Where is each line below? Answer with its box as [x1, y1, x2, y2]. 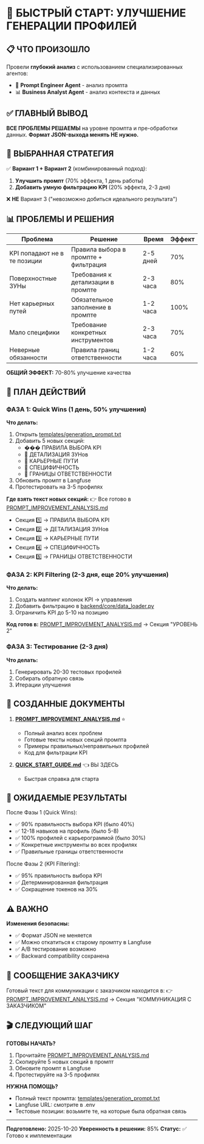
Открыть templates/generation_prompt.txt [15, 431, 121, 438]
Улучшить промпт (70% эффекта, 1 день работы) [15, 177, 144, 184]
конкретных [70, 328, 107, 337]
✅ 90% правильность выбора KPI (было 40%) [15, 821, 135, 828]
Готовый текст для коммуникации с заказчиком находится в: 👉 [6, 987, 173, 994]
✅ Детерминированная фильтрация [15, 879, 108, 886]
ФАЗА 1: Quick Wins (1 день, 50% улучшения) [6, 405, 147, 414]
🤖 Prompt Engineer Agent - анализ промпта [15, 82, 128, 88]
